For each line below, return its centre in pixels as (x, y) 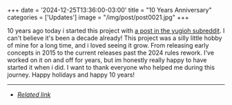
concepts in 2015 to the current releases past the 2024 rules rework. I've (111, 52)
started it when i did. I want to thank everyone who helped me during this (111, 67)
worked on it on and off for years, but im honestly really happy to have (107, 60)
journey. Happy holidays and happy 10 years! (71, 75)
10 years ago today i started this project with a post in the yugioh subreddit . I (116, 31)
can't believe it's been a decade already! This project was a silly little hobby (115, 38)
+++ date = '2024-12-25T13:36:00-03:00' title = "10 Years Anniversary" (109, 10)
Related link (34, 95)
